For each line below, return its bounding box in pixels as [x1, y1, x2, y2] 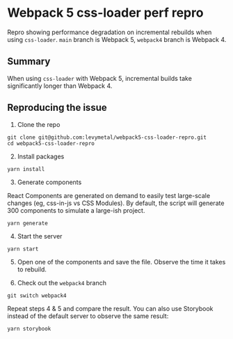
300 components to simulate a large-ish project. [7, 206, 145, 214]
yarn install [7, 165, 45, 172]
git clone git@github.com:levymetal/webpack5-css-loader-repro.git [7, 134, 207, 141]
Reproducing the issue [7, 102, 107, 114]
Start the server [17, 232, 63, 240]
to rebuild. [17, 265, 47, 273]
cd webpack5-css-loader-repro [7, 140, 95, 147]
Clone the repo [17, 120, 61, 128]
